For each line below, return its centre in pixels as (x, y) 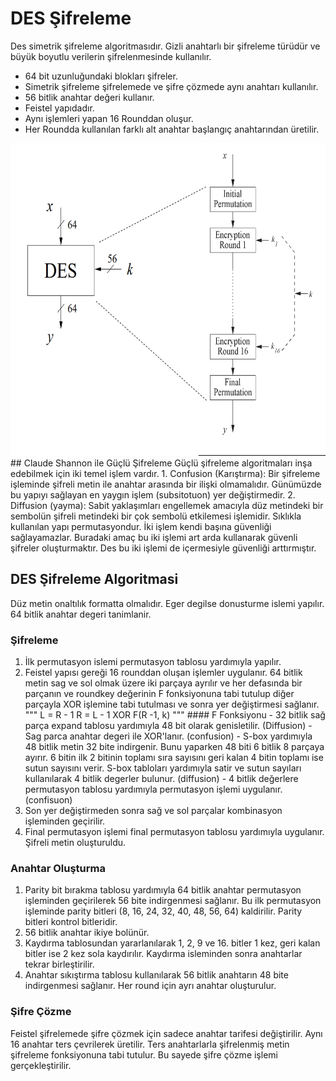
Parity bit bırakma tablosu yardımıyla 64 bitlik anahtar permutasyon (163, 890)
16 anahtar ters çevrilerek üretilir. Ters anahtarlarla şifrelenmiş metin (150, 1044)
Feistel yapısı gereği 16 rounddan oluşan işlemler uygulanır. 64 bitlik (163, 673)
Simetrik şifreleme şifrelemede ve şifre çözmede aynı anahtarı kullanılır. (171, 86)
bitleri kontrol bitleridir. (71, 922)
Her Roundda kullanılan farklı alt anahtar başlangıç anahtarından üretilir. (172, 129)
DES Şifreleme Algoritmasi (94, 579)
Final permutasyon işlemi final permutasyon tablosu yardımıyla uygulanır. (174, 832)
